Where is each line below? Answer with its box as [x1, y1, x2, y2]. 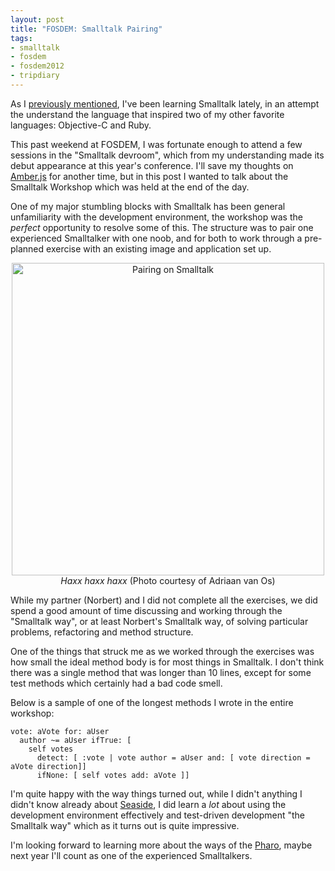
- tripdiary [10, 71, 60, 81]
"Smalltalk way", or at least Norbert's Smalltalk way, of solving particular [10, 615, 309, 627]
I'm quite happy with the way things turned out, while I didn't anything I [10, 787, 303, 800]
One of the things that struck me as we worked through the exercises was [10, 645, 315, 657]
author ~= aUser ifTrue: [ [19, 735, 132, 745]
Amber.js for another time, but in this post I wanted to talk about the [10, 170, 289, 182]
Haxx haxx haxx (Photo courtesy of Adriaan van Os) [60, 574, 276, 586]
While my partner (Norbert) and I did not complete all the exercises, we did [10, 594, 318, 606]
